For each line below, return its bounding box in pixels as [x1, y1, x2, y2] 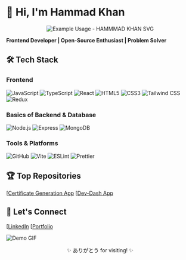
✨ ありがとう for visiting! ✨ [66, 246, 134, 253]
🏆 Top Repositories [6, 170, 82, 181]
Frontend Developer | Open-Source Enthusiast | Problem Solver [6, 36, 167, 44]
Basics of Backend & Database [6, 111, 97, 119]
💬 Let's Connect [6, 207, 67, 217]
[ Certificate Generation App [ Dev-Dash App [6, 189, 113, 197]
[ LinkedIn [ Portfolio [6, 222, 54, 230]
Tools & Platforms [6, 139, 58, 147]
